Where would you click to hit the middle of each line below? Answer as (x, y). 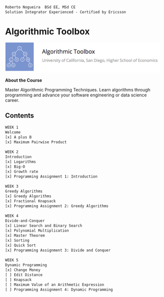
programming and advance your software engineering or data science (76, 95)
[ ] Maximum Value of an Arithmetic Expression (55, 285)
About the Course (24, 80)
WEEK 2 (12, 152)
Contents (20, 116)
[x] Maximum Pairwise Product (36, 142)
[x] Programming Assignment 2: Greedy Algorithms (57, 206)
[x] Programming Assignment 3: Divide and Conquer (58, 250)
